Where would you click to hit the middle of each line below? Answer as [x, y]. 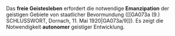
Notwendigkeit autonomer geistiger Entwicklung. [65, 27]
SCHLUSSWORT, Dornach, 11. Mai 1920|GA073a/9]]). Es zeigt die [85, 21]
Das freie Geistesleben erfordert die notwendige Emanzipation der [88, 8]
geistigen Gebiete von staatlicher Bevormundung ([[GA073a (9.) [83, 15]
